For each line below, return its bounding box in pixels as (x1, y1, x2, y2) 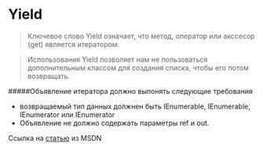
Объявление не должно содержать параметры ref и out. (19, 118, 210, 127)
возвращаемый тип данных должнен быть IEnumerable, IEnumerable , (19, 102, 251, 111)
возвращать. (27, 71, 71, 80)
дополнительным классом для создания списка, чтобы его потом (27, 62, 249, 72)
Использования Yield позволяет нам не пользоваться (27, 55, 208, 64)
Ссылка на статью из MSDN (8, 133, 102, 142)
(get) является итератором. (27, 39, 120, 48)
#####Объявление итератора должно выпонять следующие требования (8, 86, 253, 95)
